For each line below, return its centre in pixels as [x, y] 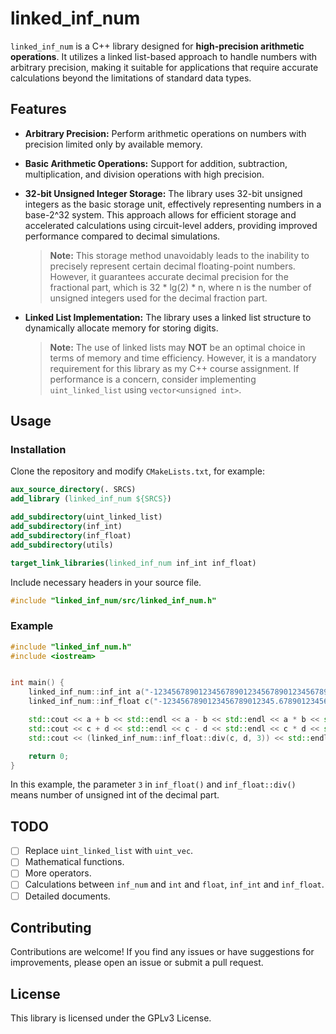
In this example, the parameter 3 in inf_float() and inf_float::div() [153, 784]
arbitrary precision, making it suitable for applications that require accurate [164, 67]
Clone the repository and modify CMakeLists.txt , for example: [138, 471]
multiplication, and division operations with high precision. [144, 174]
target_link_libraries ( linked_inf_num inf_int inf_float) [133, 563]
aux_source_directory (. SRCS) [73, 490]
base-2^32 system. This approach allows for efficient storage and [160, 214]
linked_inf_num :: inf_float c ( [91, 702]
